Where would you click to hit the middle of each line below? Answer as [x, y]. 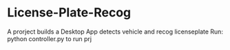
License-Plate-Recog [69, 13]
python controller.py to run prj [49, 38]
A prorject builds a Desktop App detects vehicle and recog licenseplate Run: [115, 32]
